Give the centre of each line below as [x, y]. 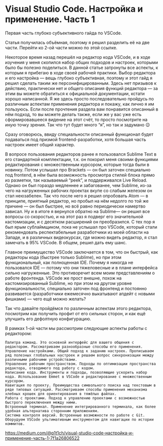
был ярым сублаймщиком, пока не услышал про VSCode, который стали [81, 227]
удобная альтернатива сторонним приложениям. [52, 411]
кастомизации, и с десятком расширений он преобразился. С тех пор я [80, 222]
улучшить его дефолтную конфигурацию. [48, 319]
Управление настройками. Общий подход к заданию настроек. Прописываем [79, 351]
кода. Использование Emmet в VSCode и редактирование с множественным [78, 376]
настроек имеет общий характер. [40, 144]
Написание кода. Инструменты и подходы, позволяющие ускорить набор [76, 372]
